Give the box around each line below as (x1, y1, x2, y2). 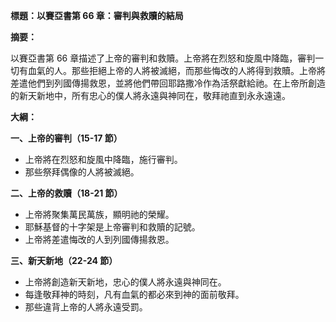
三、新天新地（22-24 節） (10, 255, 118, 266)
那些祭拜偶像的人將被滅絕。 (24, 166, 140, 178)
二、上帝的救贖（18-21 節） (10, 187, 123, 199)
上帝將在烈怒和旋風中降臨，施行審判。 (24, 154, 183, 165)
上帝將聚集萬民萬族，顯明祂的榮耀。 (24, 209, 175, 220)
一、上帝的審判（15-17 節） (10, 132, 123, 144)
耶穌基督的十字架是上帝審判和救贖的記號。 (24, 221, 201, 233)
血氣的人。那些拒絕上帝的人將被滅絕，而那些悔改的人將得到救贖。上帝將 (27, 65, 326, 76)
